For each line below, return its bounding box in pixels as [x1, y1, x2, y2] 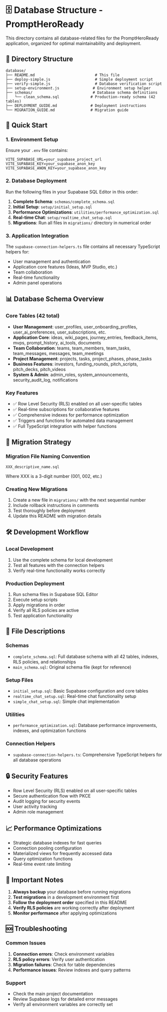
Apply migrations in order [12, 601, 65, 608]
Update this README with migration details [12, 513, 102, 518]
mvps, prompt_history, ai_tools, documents [12, 339, 101, 345]
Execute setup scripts [12, 596, 58, 602]
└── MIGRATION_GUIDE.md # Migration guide [5, 107, 129, 112]
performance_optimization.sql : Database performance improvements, [12, 722, 158, 728]
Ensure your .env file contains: [5, 147, 68, 153]
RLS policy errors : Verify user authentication [12, 956, 105, 962]
